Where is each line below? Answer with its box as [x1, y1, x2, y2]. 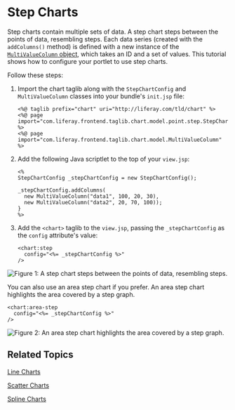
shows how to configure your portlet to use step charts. [7, 57, 168, 65]
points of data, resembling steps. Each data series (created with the [7, 34, 203, 43]
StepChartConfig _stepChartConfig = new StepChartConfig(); [17, 174, 197, 181]
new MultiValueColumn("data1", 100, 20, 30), [24, 192, 159, 200]
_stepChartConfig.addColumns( [17, 187, 107, 194]
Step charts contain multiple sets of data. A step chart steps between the [7, 27, 219, 36]
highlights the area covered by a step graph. [7, 290, 135, 298]
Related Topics [7, 349, 74, 361]
